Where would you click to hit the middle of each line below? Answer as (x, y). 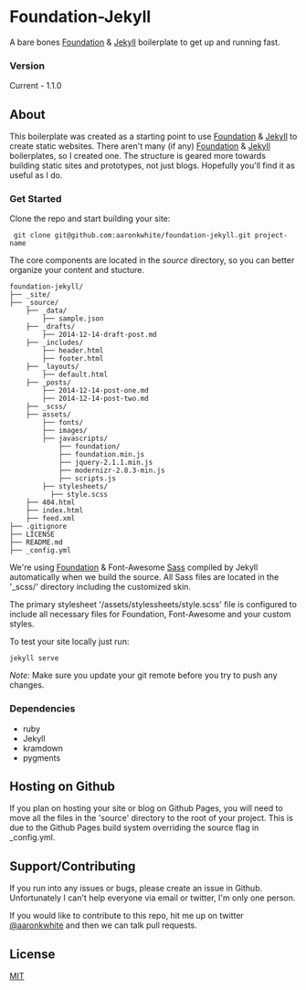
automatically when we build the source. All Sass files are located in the (144, 577)
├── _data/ (47, 311)
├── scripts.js (87, 479)
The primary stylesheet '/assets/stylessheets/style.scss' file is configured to (153, 605)
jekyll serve (34, 658)
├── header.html (73, 351)
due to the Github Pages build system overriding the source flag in (134, 827)
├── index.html (55, 511)
